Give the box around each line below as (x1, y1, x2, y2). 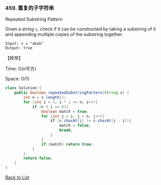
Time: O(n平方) (5, 66, 37, 72)
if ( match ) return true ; (41, 142, 94, 147)
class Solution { (5, 86, 42, 91)
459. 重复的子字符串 (5, 4, 54, 11)
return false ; (23, 156, 53, 161)
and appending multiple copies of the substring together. (5, 31, 123, 37)
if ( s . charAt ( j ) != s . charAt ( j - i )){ (50, 118, 132, 124)
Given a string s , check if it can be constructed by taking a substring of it (5, 26, 156, 32)
